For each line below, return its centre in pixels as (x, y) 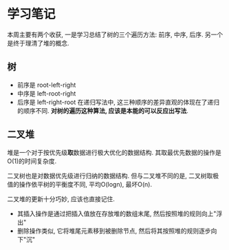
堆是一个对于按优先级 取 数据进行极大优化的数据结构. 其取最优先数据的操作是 (114, 152)
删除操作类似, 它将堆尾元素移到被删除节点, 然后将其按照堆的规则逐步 (114, 231)
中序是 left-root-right (46, 93)
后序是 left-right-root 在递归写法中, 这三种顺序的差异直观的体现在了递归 (118, 102)
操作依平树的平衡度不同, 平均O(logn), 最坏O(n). (86, 184)
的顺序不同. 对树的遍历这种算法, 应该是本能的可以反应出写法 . (103, 110)
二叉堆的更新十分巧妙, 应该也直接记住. (61, 199)
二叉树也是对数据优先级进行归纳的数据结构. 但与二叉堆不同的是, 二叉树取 (110, 176)
